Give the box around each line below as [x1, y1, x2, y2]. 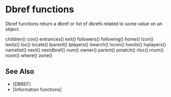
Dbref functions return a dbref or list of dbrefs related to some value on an [5, 21, 163, 27]
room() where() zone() [5, 52, 53, 59]
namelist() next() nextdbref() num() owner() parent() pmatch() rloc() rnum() [5, 47, 164, 53]
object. [5, 26, 21, 32]
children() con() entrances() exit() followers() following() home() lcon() [5, 36, 154, 42]
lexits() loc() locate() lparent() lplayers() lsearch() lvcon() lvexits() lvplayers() [5, 41, 166, 47]
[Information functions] [12, 86, 62, 92]
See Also [5, 67, 34, 76]
